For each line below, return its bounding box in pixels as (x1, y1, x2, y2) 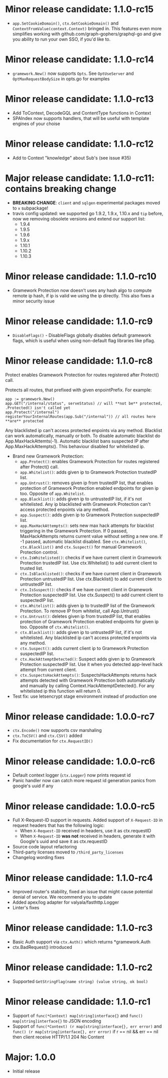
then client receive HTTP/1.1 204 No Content (12, 1034, 104, 1040)
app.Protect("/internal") (5, 409, 59, 415)
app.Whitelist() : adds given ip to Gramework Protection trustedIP (20, 469, 157, 475)
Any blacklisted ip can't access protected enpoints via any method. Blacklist (5, 427, 162, 433)
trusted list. (20, 565, 44, 571)
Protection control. (20, 549, 59, 555)
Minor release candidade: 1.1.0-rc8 (5, 355, 153, 366)
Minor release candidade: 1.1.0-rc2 (5, 962, 153, 973)
